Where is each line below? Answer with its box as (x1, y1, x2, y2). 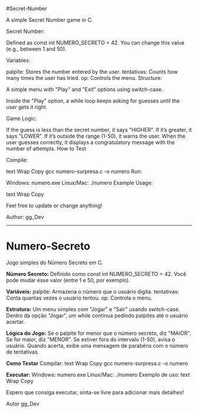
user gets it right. (6, 104, 48, 111)
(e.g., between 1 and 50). (6, 45, 67, 52)
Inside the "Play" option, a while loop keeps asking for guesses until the (6, 97, 180, 104)
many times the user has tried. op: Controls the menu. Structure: (6, 75, 162, 81)
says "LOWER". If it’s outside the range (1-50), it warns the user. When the (6, 132, 186, 139)
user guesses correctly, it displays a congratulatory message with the (6, 139, 175, 146)
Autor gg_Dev (6, 400, 39, 407)
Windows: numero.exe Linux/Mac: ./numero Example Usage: (6, 179, 153, 186)
